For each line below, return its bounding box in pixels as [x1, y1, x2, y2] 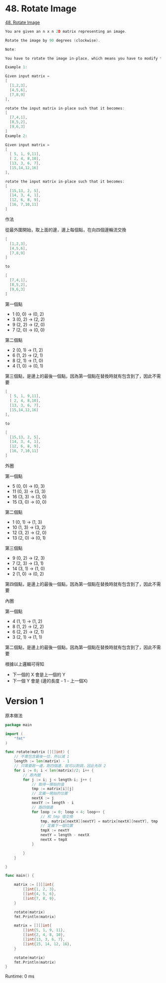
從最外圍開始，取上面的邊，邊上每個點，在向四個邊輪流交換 [5, 227, 126, 233]
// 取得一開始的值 [31, 782, 64, 787]
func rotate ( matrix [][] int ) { [5, 749, 70, 754]
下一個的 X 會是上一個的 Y [12, 672, 66, 677]
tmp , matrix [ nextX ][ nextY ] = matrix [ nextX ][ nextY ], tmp [40, 819, 158, 824]
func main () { [5, 873, 35, 878]
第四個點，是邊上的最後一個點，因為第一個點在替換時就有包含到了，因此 [5, 581, 152, 587]
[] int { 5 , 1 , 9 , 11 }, [23, 928, 65, 933]
